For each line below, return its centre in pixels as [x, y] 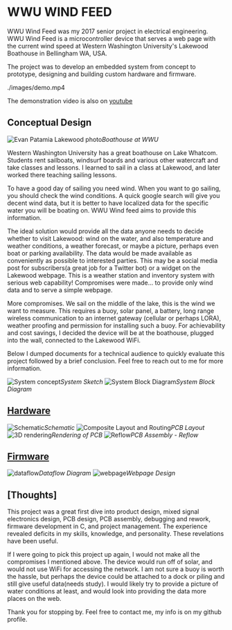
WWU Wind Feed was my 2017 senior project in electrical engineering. [108, 31]
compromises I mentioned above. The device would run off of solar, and [110, 562]
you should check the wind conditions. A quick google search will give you [114, 195]
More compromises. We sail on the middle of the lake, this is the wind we [111, 303]
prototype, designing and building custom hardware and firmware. [102, 74]
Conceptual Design [50, 123]
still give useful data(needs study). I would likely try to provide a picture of [113, 584]
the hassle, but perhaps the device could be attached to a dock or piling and [116, 577]
